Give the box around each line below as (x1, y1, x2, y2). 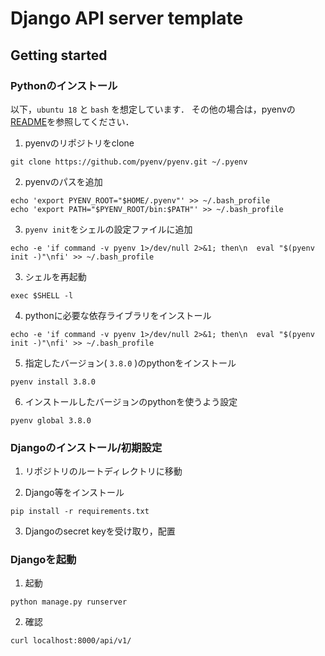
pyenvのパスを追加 (24, 175, 103, 187)
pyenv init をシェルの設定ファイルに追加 (24, 223, 193, 235)
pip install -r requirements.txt (10, 507, 150, 517)
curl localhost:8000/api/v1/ (10, 636, 132, 646)
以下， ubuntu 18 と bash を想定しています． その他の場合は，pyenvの (10, 103, 296, 115)
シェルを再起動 (24, 270, 87, 282)
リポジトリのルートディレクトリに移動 (24, 465, 183, 477)
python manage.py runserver (10, 597, 128, 607)
